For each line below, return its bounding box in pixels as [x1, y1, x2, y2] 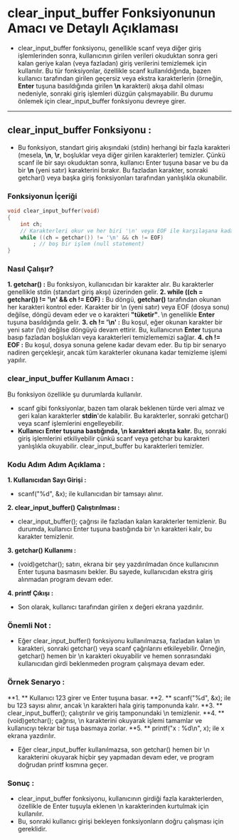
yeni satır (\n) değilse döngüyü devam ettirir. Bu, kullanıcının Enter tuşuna [7, 326, 223, 334]
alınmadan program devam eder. [17, 575, 114, 584]
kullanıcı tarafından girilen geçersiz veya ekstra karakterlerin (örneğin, [17, 73, 223, 83]
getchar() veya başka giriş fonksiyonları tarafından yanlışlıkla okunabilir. [17, 173, 228, 182]
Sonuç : [7, 778, 35, 788]
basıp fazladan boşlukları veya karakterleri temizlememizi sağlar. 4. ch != [7, 333, 221, 342]
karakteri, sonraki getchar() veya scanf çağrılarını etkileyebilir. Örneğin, [17, 644, 226, 653]
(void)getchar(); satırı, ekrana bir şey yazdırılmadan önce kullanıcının [17, 560, 219, 568]
